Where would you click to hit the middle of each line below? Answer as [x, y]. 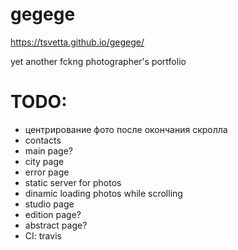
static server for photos [73, 182]
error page [47, 172]
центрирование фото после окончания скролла [126, 129]
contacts [43, 140]
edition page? [53, 214]
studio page [49, 204]
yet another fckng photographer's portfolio [98, 61]
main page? [48, 150]
